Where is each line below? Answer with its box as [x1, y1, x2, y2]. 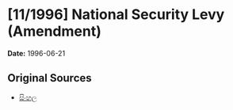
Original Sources [7, 71, 92, 85]
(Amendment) [7, 22, 102, 40]
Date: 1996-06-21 [7, 48, 66, 58]
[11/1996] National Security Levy [7, 6, 225, 24]
